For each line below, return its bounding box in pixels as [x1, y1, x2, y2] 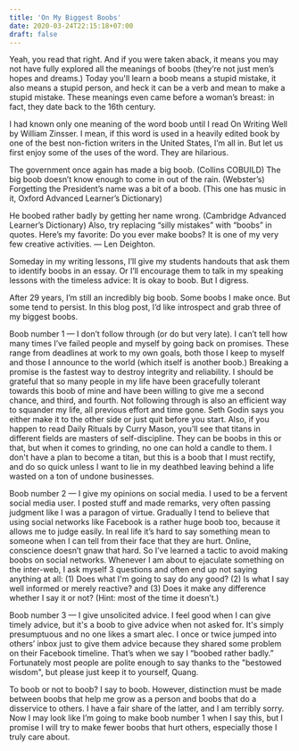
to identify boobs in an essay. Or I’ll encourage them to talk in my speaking [9, 265, 284, 277]
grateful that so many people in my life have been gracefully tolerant [9, 376, 261, 387]
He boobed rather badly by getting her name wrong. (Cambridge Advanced [9, 211, 287, 221]
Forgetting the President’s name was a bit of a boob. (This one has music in [9, 184, 287, 195]
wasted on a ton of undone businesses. [9, 471, 154, 482]
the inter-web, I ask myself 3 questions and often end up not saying [9, 564, 258, 575]
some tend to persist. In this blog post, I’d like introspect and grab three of [9, 302, 281, 313]
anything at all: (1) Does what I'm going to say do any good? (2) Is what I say [9, 573, 290, 585]
